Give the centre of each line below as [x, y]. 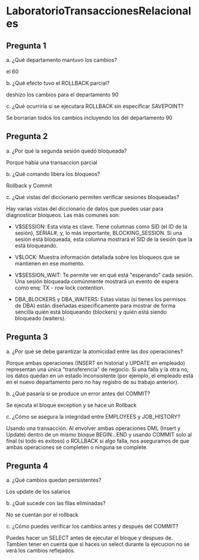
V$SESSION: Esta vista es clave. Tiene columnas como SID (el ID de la [101, 226]
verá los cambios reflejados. [41, 550]
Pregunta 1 [26, 46]
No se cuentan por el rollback [42, 515]
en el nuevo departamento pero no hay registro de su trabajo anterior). [93, 382]
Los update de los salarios [38, 492]
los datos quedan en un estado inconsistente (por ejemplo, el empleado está [100, 375]
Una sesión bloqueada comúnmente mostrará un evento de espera [97, 281]
